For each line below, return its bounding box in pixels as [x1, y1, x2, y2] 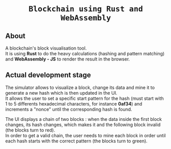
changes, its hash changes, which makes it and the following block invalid [5, 121, 161, 127]
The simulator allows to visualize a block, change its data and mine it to [5, 84, 155, 91]
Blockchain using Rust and [28, 4, 143, 14]
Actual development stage [5, 71, 91, 79]
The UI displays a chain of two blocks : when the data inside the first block [5, 116, 162, 122]
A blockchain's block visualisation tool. [5, 45, 87, 51]
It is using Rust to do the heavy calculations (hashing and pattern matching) [5, 51, 165, 56]
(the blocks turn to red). [5, 127, 55, 133]
